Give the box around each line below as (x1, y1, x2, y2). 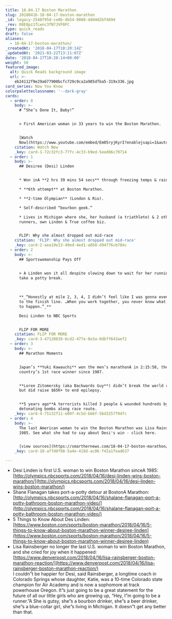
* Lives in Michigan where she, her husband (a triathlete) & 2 (18, 214, 159, 219)
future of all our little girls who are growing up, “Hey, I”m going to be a (12, 593, 161, 598)
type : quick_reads (5, 27, 45, 32)
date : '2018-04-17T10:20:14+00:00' (5, 55, 81, 61)
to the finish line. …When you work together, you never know (18, 299, 155, 304)
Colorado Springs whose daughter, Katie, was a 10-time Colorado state (12, 576, 163, 582)
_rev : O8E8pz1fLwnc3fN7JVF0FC (5, 22, 70, 27)
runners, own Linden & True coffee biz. (18, 219, 106, 225)
